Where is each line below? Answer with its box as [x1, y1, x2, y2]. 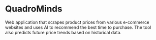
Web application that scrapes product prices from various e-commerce [5, 19, 150, 25]
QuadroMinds [5, 3, 62, 14]
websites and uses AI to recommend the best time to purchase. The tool [5, 24, 151, 30]
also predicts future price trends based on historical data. [5, 29, 122, 35]
